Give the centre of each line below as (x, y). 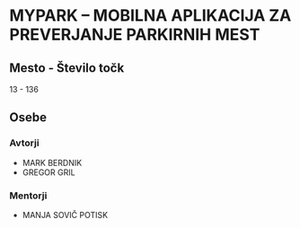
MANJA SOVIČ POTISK (65, 215)
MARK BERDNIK (52, 162)
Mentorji (28, 196)
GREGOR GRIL (49, 172)
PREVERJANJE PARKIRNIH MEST (135, 35)
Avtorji (24, 143)
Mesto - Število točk (67, 68)
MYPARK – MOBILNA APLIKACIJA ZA (150, 16)
